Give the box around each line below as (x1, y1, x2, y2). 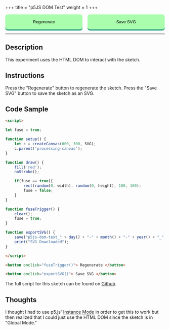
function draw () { (5, 160, 44, 165)
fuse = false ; (23, 188, 53, 193)
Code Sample (5, 105, 49, 114)
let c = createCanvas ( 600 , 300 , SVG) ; (14, 142, 96, 147)
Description (5, 43, 43, 52)
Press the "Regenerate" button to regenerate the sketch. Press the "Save (5, 85, 157, 91)
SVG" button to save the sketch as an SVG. (5, 90, 95, 96)
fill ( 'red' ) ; (14, 164, 42, 170)
